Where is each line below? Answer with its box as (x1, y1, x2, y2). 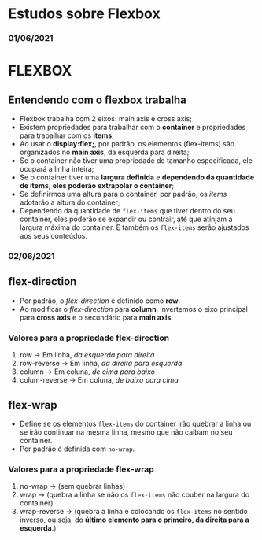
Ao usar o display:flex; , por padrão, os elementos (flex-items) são (19, 139, 234, 149)
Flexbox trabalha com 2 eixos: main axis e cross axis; (19, 114, 193, 124)
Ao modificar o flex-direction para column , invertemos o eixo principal (19, 304, 248, 313)
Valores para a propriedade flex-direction (8, 332, 170, 343)
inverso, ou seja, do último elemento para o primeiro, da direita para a (19, 515, 249, 524)
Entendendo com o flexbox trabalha (8, 93, 186, 106)
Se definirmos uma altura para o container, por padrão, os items (19, 190, 227, 199)
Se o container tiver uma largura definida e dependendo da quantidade (19, 172, 255, 182)
